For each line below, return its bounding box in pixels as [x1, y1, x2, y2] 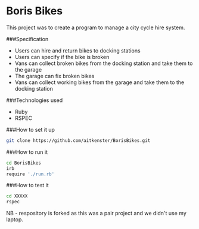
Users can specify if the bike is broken [14, 53, 110, 60]
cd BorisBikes [6, 160, 42, 166]
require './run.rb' [6, 171, 55, 177]
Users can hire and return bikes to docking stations [14, 47, 141, 54]
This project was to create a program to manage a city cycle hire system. [6, 24, 185, 31]
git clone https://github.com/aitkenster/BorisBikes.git [6, 137, 151, 144]
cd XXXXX [6, 193, 28, 199]
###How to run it [6, 148, 48, 156]
